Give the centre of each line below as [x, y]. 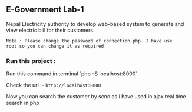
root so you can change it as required [55, 46]
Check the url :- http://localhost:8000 [54, 85]
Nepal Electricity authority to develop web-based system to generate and [95, 24]
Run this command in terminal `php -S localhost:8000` [72, 74]
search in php [23, 103]
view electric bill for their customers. [50, 30]
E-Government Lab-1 [45, 10]
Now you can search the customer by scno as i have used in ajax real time [96, 97]
